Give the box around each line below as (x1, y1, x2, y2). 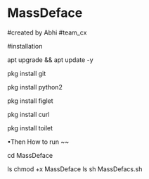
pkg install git (7, 69, 46, 78)
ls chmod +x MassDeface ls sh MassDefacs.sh (7, 164, 143, 173)
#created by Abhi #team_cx (7, 28, 87, 37)
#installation (7, 42, 43, 50)
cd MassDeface (7, 151, 53, 159)
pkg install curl (7, 110, 50, 118)
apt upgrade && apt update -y (7, 55, 93, 64)
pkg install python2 (7, 82, 63, 91)
